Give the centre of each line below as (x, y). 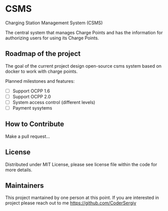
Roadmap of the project (43, 54)
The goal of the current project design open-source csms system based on (83, 66)
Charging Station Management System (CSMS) (54, 23)
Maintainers (25, 186)
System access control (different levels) (54, 102)
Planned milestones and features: (40, 81)
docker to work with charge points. (42, 71)
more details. (19, 170)
